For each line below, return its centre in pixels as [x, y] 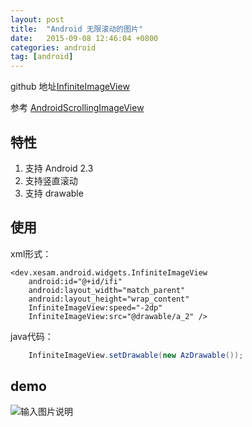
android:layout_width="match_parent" [107, 290]
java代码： [32, 336]
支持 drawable [54, 193]
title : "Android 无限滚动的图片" [77, 29]
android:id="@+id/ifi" [75, 281]
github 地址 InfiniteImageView [70, 87]
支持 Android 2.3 [59, 168]
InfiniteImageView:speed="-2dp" [95, 307]
